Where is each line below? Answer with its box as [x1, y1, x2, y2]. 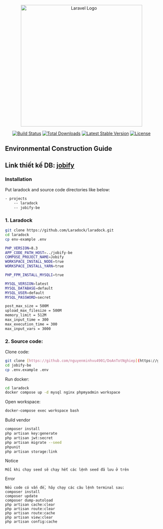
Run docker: [5, 376, 30, 382]
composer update [5, 494, 38, 499]
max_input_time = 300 [5, 317, 49, 322]
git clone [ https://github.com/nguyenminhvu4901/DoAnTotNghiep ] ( [5, 358, 140, 363]
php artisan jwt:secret [5, 436, 53, 440]
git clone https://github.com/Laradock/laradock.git [5, 228, 114, 233]
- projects [5, 196, 27, 201]
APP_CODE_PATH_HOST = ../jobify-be [5, 250, 73, 255]
